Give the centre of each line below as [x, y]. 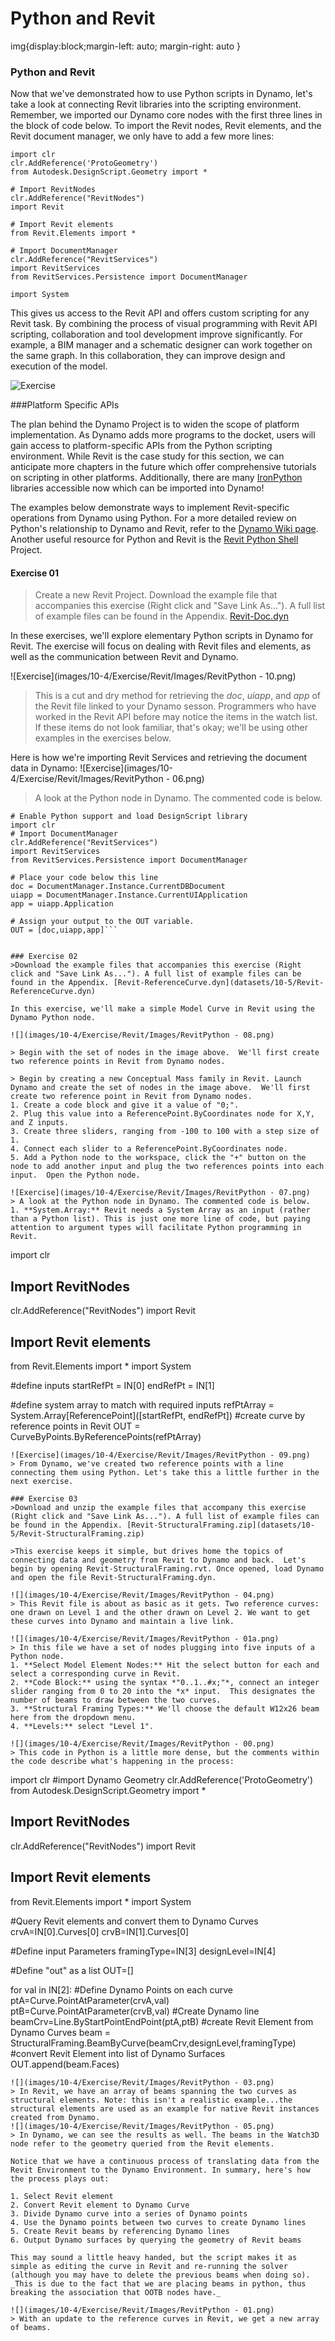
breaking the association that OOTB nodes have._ [116, 2292]
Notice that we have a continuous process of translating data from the [165, 2161]
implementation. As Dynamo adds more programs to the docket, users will [163, 435]
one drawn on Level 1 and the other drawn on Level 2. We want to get [160, 1613]
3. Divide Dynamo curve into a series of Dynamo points [129, 2213]
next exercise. [42, 1482]
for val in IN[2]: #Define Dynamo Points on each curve [121, 1989]
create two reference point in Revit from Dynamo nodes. [131, 1097]
